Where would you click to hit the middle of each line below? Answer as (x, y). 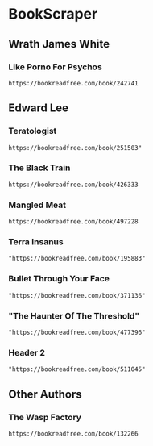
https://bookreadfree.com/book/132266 (73, 434)
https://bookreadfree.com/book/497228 (73, 222)
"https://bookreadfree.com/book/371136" (77, 295)
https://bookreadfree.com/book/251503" (75, 148)
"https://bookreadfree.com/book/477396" (77, 333)
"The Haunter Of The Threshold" (74, 315)
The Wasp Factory (45, 417)
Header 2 (27, 352)
